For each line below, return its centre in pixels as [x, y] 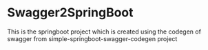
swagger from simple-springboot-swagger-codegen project [92, 38]
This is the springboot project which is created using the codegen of [104, 32]
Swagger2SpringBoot [70, 13]
